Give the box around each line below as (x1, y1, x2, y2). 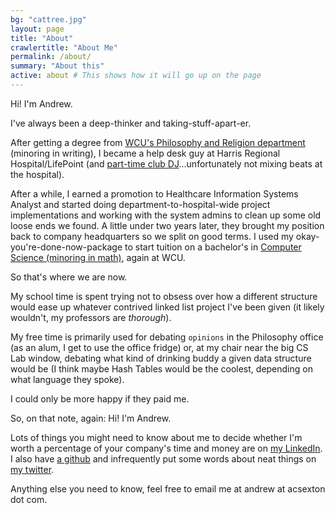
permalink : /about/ (10, 52, 92, 62)
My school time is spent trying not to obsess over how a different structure (10, 290, 318, 302)
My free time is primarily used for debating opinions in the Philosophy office (10, 331, 324, 343)
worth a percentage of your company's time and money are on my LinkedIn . (10, 442, 323, 454)
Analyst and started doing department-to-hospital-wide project (10, 198, 271, 210)
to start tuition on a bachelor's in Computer (124, 241, 302, 253)
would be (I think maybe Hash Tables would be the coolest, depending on (10, 362, 313, 375)
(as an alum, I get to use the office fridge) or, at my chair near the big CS (10, 341, 309, 353)
